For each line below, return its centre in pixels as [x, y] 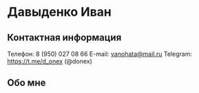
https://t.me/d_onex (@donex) [50, 61]
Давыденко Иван [59, 12]
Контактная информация [64, 38]
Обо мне [27, 83]
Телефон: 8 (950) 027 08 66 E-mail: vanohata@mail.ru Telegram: [100, 54]
